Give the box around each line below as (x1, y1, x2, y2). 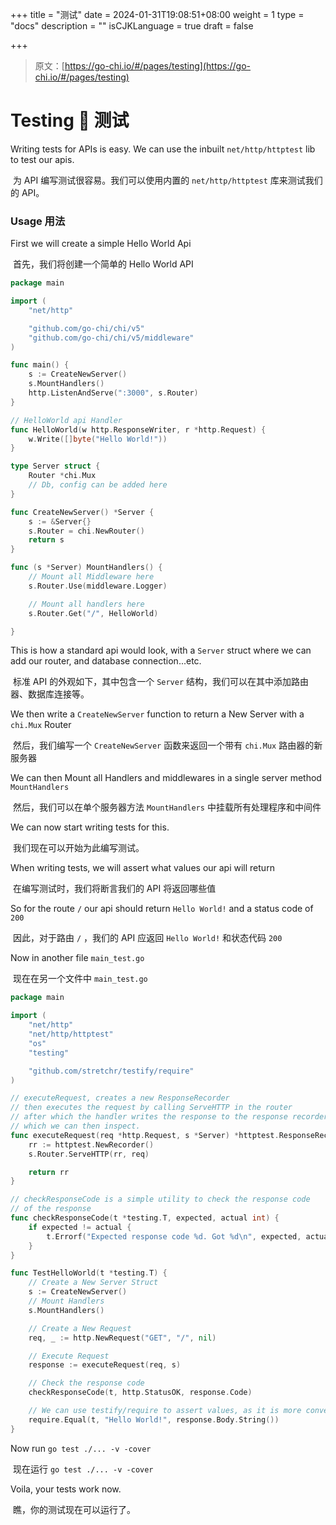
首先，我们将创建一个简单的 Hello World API (12, 258, 194, 270)
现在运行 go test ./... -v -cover (12, 1463, 154, 1475)
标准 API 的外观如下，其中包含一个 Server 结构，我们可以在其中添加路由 (12, 676, 310, 688)
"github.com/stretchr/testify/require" (28, 1066, 195, 1076)
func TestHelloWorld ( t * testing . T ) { (10, 1268, 168, 1278)
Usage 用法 (10, 214, 66, 228)
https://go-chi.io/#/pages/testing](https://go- (64, 60, 252, 72)
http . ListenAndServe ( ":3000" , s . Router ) (28, 388, 199, 398)
